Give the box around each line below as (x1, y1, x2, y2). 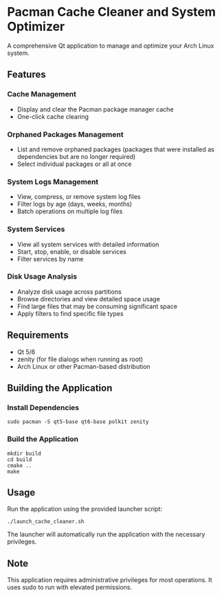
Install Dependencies (7, 403, 80, 412)
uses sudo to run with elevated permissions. (7, 583, 133, 592)
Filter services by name (16, 255, 84, 263)
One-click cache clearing (16, 112, 89, 120)
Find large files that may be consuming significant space (16, 302, 177, 310)
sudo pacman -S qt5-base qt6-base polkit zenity (7, 418, 149, 425)
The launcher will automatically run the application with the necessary (7, 531, 206, 539)
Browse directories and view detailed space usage (16, 295, 160, 303)
